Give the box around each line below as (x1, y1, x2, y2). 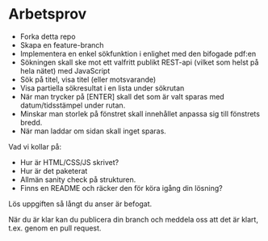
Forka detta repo (19, 32, 76, 41)
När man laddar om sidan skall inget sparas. (19, 126, 167, 136)
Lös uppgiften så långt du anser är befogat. (8, 199, 153, 209)
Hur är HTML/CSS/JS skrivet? (19, 157, 119, 167)
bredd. (19, 117, 43, 127)
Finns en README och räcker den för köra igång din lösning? (19, 183, 224, 192)
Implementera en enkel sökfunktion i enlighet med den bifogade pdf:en (19, 49, 257, 58)
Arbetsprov (8, 5, 87, 23)
